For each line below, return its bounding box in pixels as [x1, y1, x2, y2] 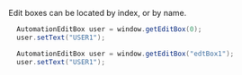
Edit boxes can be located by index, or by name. [8, 8, 187, 18]
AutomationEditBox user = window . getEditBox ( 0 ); [16, 25, 202, 34]
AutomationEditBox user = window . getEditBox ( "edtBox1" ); [16, 49, 235, 58]
